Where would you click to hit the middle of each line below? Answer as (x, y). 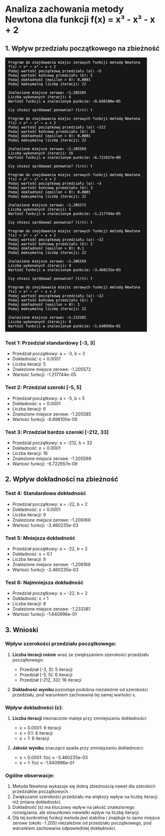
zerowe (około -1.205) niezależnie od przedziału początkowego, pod (82, 823)
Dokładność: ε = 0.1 (32, 554)
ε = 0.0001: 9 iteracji (41, 728)
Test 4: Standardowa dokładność (46, 494)
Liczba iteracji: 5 (29, 364)
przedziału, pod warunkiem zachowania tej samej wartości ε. (74, 695)
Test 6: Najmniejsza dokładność (44, 583)
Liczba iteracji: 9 (29, 514)
